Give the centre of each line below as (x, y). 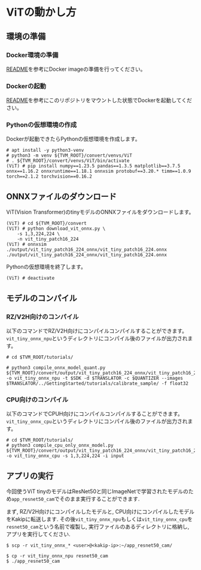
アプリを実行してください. (38, 534)
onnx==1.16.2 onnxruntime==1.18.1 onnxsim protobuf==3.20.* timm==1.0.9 (99, 172)
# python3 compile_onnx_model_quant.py (56, 367)
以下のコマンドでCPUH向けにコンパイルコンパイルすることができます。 (95, 414)
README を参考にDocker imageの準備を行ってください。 (76, 69)
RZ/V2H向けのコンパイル (42, 317)
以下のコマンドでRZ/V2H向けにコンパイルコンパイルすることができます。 (97, 331)
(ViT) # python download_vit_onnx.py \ (56, 229)
